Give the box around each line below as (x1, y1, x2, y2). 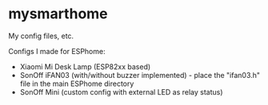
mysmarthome (8, 5, 108, 23)
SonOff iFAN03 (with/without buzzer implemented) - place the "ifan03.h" (19, 70, 261, 80)
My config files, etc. (8, 31, 74, 41)
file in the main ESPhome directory (19, 79, 134, 88)
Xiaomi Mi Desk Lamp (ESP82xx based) (19, 61, 151, 72)
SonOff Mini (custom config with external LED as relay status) (19, 87, 223, 96)
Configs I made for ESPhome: (8, 46, 106, 56)
